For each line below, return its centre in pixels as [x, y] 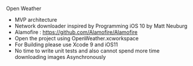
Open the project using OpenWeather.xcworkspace [76, 38]
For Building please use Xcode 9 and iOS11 [66, 44]
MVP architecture [36, 20]
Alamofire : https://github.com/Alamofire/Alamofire [76, 32]
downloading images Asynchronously [60, 57]
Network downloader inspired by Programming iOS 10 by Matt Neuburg [101, 26]
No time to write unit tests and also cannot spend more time [87, 51]
